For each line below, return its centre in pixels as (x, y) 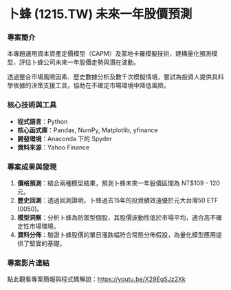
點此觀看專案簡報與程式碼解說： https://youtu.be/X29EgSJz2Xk (96, 279)
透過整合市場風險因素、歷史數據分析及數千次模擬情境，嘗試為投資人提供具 (112, 77)
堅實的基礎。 (47, 244)
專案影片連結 (29, 263)
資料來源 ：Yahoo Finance (53, 147)
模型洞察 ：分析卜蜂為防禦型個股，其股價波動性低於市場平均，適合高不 (117, 218)
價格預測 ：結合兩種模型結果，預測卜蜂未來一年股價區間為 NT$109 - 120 (118, 183)
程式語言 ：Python (42, 121)
